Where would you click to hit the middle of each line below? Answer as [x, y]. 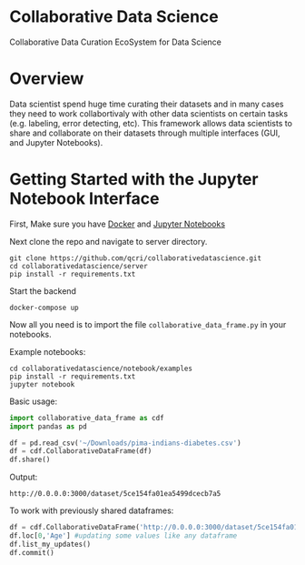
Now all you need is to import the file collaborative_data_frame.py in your [148, 324]
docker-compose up [44, 308]
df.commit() [32, 552]
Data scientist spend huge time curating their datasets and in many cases [147, 104]
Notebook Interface [84, 199]
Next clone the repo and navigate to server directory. [108, 241]
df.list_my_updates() [50, 544]
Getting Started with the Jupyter [134, 180]
